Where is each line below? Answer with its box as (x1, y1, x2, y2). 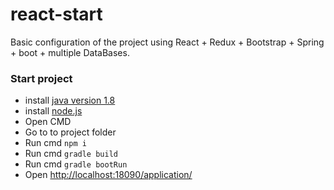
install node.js (24, 105, 83, 117)
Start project (10, 71, 73, 85)
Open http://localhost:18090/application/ (24, 169, 193, 181)
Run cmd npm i (24, 137, 87, 149)
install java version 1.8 (24, 94, 116, 107)
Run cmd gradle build (24, 148, 118, 160)
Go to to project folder (24, 126, 117, 138)
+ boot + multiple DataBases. (10, 46, 130, 58)
